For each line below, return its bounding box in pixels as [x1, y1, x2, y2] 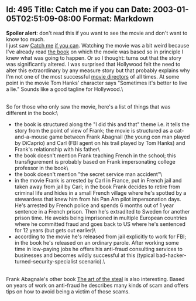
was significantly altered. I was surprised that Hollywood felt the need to [6, 60, 181, 67]
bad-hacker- [156, 252, 187, 259]
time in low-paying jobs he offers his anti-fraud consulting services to [14, 245, 183, 252]
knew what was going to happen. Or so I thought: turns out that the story [6, 54, 181, 61]
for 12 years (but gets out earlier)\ [14, 226, 96, 234]
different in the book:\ [6, 109, 59, 116]
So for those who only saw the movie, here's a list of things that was [6, 103, 171, 110]
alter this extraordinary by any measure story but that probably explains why [6, 67, 190, 74]
